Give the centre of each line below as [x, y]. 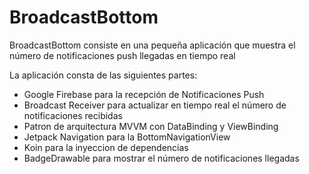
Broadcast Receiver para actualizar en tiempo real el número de [155, 105]
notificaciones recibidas [73, 115]
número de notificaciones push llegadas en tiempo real [122, 55]
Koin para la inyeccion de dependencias [106, 147]
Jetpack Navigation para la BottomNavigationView [127, 137]
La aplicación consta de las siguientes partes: [103, 75]
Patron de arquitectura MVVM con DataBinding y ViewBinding [151, 126]
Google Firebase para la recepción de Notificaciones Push [144, 94]
